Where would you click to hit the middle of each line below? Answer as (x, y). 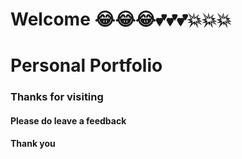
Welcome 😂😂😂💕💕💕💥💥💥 (121, 19)
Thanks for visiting (57, 97)
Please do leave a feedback (68, 120)
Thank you (33, 144)
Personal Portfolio (86, 65)
